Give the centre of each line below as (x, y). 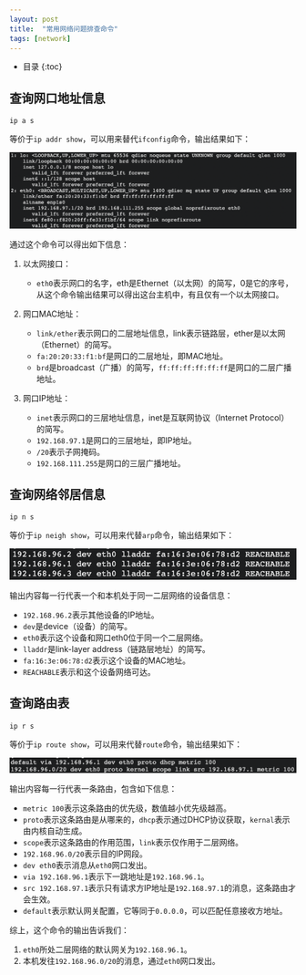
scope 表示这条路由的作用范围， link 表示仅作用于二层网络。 (133, 842)
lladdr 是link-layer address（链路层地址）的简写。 (117, 648)
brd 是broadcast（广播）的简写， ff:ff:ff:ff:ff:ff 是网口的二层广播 (164, 367)
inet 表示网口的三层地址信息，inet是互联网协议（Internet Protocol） (163, 417)
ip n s (22, 517)
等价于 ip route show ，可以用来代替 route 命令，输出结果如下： (126, 744)
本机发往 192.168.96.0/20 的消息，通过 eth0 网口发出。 (121, 960)
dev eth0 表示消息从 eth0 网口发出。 (87, 865)
